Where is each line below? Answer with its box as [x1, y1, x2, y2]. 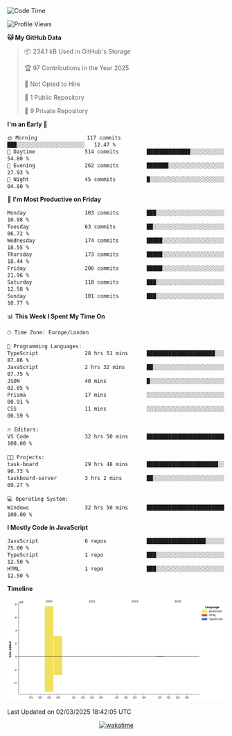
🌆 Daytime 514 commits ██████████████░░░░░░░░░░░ [7, 148, 225, 155]
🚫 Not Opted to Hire [24, 80, 81, 88]
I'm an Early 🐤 [7, 120, 48, 128]
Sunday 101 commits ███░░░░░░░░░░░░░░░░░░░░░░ [7, 293, 225, 300]
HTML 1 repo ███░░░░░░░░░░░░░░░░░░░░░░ [7, 565, 225, 572]
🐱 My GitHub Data [7, 33, 62, 42]
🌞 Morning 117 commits [7, 135, 121, 142]
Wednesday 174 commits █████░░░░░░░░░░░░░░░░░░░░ [7, 237, 225, 244]
